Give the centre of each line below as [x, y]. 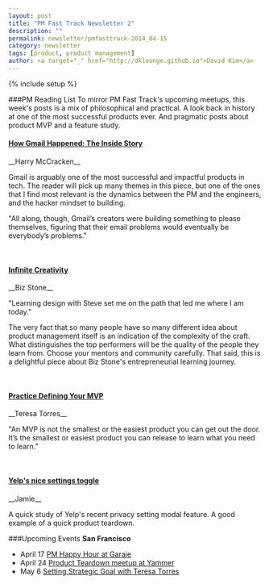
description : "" [35, 31]
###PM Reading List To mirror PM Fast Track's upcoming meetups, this [127, 99]
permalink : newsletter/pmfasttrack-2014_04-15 [88, 38]
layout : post [30, 16]
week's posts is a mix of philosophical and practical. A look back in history [132, 108]
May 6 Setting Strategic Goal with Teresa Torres [99, 571]
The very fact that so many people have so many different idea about [123, 327]
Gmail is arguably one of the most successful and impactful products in [126, 177]
